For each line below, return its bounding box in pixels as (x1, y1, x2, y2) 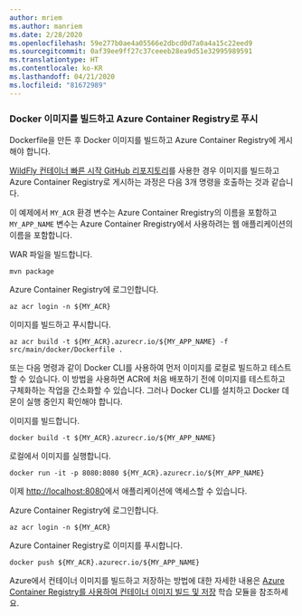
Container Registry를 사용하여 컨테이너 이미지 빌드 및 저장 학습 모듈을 (9, 586, 258, 597)
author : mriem (9, 13, 63, 23)
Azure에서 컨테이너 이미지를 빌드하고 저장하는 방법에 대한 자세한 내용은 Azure (9, 574, 285, 585)
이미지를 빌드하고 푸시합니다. (9, 319, 111, 330)
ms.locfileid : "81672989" (9, 81, 107, 90)
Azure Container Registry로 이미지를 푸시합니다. (9, 540, 184, 551)
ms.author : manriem (9, 22, 83, 31)
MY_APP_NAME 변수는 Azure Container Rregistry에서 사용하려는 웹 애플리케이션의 (9, 218, 294, 229)
